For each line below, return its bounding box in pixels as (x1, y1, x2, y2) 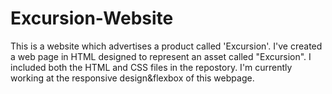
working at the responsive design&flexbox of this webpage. (10, 72, 255, 84)
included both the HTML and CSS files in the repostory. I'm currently (10, 61, 293, 73)
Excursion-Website (10, 7, 174, 30)
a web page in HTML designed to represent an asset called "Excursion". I (10, 50, 312, 62)
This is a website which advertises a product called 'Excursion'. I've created (10, 40, 323, 52)
